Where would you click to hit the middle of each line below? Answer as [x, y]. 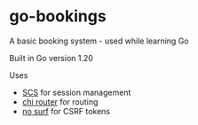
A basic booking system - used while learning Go [99, 41]
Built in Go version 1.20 [51, 58]
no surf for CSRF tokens [66, 111]
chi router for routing [60, 102]
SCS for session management [76, 92]
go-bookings [58, 16]
